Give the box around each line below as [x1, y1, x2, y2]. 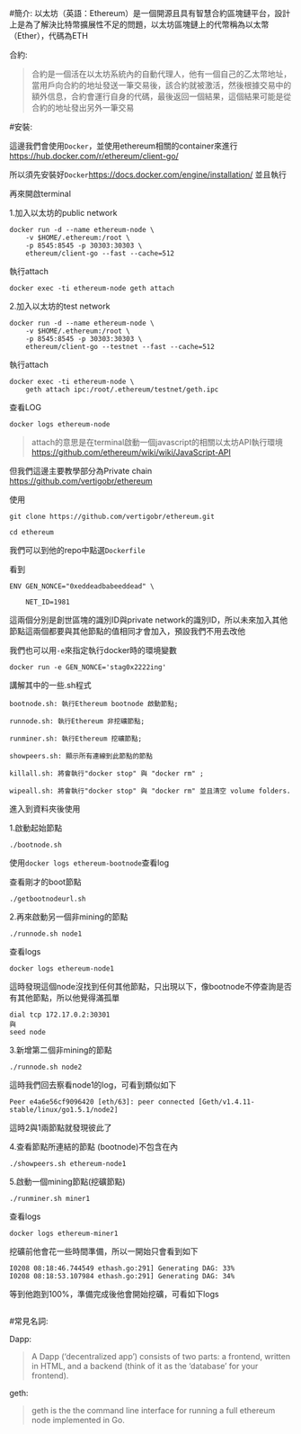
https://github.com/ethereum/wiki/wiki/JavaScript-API [31, 447, 232, 457]
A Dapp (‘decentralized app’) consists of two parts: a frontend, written [31, 1351, 290, 1361]
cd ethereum [9, 528, 54, 537]
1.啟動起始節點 [9, 822, 63, 833]
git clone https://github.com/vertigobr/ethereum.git [9, 512, 216, 521]
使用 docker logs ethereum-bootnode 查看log [9, 857, 169, 868]
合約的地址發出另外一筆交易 [31, 103, 135, 112]
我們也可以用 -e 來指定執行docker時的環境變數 [9, 645, 178, 655]
